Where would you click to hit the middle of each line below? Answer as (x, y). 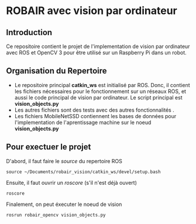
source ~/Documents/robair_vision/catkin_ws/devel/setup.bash (83, 172)
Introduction (29, 32)
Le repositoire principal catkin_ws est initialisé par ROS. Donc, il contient (102, 85)
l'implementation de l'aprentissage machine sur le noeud (83, 122)
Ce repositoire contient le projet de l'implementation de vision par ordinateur (98, 46)
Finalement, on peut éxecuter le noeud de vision (64, 204)
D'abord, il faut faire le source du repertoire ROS (64, 161)
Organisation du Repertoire (56, 71)
